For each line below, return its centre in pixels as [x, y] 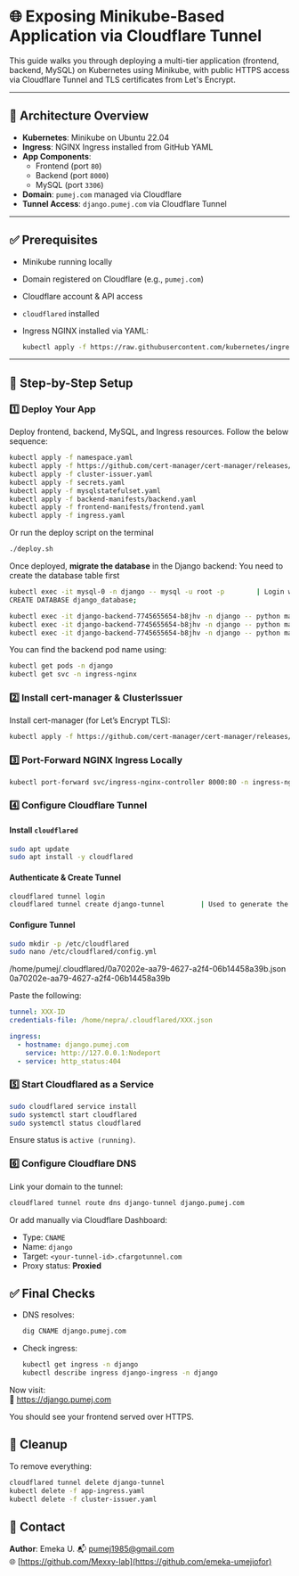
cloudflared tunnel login [57, 896]
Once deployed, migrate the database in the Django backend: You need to [146, 566]
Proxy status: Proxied [62, 1265]
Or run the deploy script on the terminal [81, 533]
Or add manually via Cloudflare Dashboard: [88, 1219]
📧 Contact [37, 1527]
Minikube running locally [67, 261]
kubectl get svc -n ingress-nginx [73, 675]
